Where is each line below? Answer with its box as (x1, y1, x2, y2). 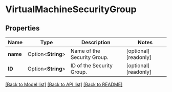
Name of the (70, 47, 101, 54)
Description (81, 39, 111, 46)
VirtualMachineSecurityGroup (5, 4, 137, 15)
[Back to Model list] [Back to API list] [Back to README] (5, 81, 123, 87)
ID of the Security (70, 62, 113, 69)
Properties (5, 24, 40, 33)
